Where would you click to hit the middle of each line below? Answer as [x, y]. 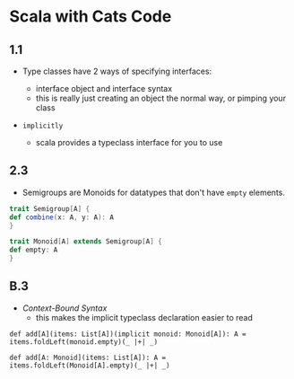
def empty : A [34, 250]
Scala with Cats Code [91, 17]
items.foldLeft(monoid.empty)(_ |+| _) [84, 342]
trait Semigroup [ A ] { [50, 208]
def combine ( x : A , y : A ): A [62, 217]
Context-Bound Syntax [65, 308]
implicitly [43, 126]
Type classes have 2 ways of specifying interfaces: [117, 71]
